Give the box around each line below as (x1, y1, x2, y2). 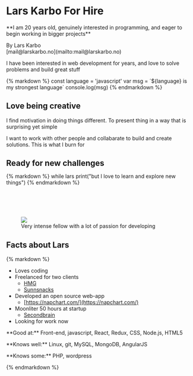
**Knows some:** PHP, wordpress (6, 352, 92, 359)
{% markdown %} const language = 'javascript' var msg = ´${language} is (6, 77, 187, 84)
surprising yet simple (6, 123, 58, 130)
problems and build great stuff (6, 65, 80, 73)
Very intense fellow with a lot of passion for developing (21, 223, 156, 230)
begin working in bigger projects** (6, 30, 91, 37)
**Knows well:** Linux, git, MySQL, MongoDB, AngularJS (6, 340, 147, 347)
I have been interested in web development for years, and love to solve (6, 59, 180, 67)
